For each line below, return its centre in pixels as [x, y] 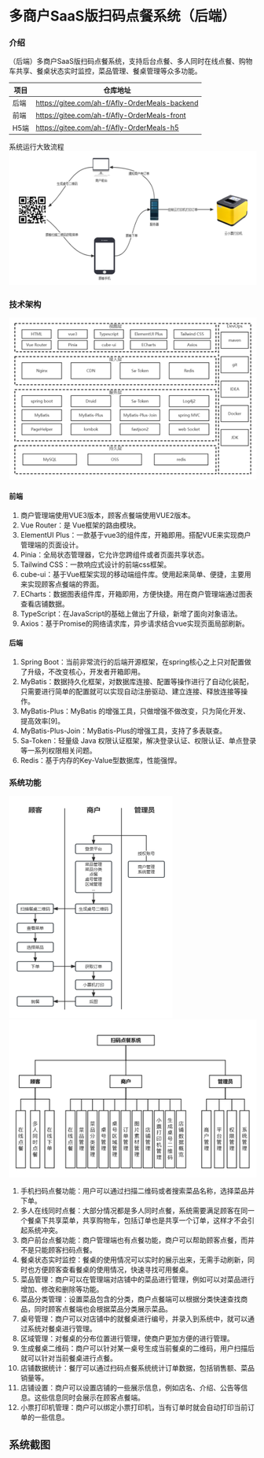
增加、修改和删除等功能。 [62, 1290]
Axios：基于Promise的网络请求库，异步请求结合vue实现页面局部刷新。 [135, 624]
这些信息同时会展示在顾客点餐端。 [89, 1397]
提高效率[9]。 [42, 720]
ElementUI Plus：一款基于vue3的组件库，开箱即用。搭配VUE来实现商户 [136, 535]
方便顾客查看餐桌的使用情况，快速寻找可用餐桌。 [114, 1270]
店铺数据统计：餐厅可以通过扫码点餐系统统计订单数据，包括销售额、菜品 [137, 1368]
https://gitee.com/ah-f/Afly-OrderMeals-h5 [107, 128]
